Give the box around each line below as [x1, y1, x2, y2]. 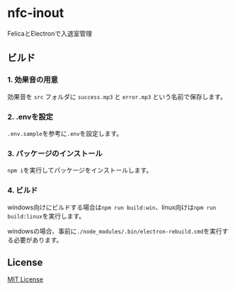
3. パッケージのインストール [7, 149, 103, 158]
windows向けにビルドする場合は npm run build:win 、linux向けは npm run [7, 203, 217, 211]
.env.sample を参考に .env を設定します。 [7, 129, 122, 137]
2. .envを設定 [7, 112, 54, 122]
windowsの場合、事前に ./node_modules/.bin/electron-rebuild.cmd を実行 [7, 226, 223, 235]
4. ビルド [7, 185, 38, 195]
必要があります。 [13, 236, 63, 244]
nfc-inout [7, 5, 64, 21]
